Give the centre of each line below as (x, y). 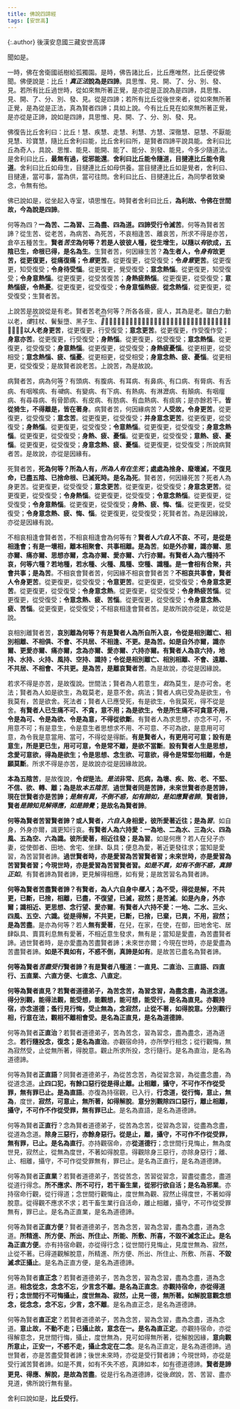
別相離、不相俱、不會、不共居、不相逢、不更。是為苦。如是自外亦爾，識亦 (116, 641)
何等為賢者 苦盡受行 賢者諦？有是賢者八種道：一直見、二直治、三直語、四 (113, 966)
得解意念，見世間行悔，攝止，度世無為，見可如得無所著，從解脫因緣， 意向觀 (119, 1337)
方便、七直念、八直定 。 (91, 975)
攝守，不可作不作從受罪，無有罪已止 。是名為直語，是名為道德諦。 (104, 1110)
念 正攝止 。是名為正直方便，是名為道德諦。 (76, 1262)
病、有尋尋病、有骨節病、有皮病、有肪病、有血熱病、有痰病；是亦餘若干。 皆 (119, 400)
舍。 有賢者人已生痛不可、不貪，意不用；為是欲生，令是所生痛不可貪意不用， (119, 710)
